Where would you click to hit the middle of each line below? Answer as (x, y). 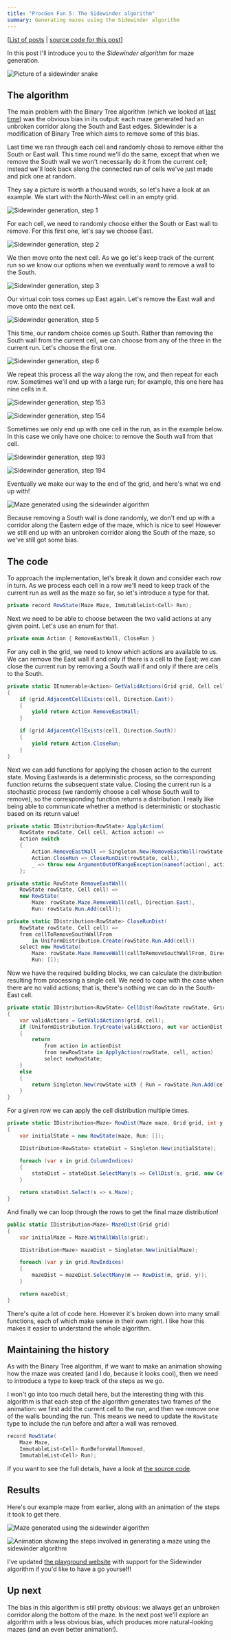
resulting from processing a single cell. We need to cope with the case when (115, 980)
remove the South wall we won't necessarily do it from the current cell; (107, 162)
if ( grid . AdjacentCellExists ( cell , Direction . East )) (97, 699)
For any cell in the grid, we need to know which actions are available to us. (112, 651)
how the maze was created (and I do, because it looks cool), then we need (113, 1374)
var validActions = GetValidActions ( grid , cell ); (92, 1021)
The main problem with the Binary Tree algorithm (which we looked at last (112, 112)
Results (24, 1490)
